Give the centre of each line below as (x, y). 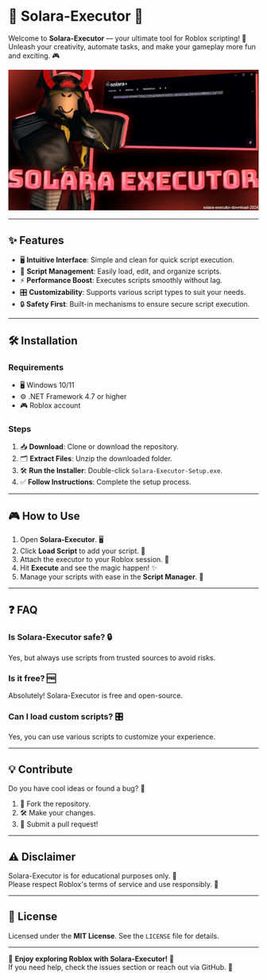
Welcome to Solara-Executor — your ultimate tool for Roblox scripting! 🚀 (128, 38)
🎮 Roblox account (50, 405)
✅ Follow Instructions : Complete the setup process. (105, 482)
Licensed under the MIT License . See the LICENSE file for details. (114, 935)
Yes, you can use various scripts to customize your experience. (112, 737)
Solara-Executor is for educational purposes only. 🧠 (93, 875)
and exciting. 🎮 (34, 56)
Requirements (36, 367)
